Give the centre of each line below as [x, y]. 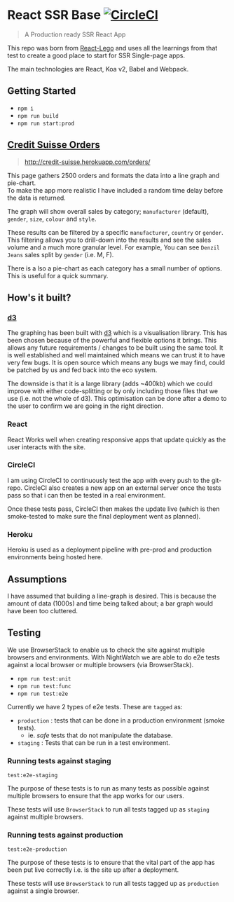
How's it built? [39, 298]
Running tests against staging [59, 760]
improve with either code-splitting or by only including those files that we [113, 391]
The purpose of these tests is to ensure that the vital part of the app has [111, 863]
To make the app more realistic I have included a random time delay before [115, 190]
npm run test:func [44, 686]
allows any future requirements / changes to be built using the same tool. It [115, 348]
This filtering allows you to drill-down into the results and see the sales [109, 240]
